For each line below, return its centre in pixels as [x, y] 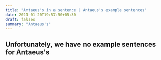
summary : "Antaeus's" [28, 24]
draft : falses [20, 19]
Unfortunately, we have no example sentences [81, 44]
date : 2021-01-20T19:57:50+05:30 [41, 15]
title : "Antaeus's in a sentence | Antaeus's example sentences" [76, 10]
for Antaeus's [28, 52]
